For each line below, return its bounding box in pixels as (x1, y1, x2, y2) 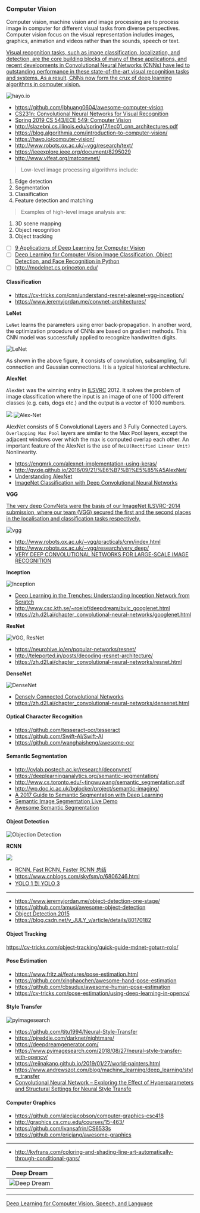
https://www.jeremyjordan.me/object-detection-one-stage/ (14, 898, 161, 905)
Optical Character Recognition (6, 713, 83, 720)
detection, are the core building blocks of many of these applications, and (6, 56, 187, 63)
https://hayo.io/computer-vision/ (14, 136, 95, 143)
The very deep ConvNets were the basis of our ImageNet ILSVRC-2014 (6, 502, 181, 509)
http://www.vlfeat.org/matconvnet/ (14, 155, 101, 162)
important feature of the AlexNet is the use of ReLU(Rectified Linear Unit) (6, 442, 190, 449)
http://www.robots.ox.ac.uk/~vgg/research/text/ (14, 142, 133, 149)
